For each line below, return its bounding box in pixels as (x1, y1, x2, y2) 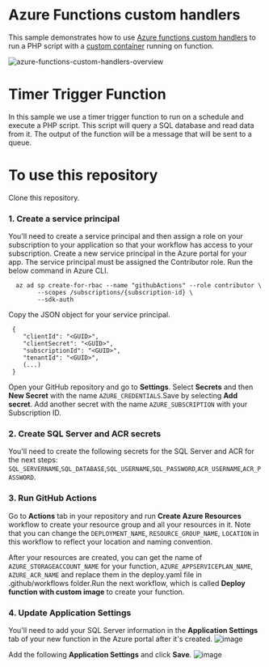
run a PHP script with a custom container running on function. (8, 40, 214, 50)
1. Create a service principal (8, 213, 120, 224)
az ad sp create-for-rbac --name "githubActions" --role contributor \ (15, 282, 263, 290)
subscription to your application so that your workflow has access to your (8, 240, 254, 250)
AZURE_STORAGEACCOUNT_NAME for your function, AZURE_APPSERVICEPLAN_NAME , (8, 561, 254, 571)
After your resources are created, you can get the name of (8, 552, 203, 562)
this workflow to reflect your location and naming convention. (8, 537, 212, 546)
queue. (8, 138, 32, 147)
